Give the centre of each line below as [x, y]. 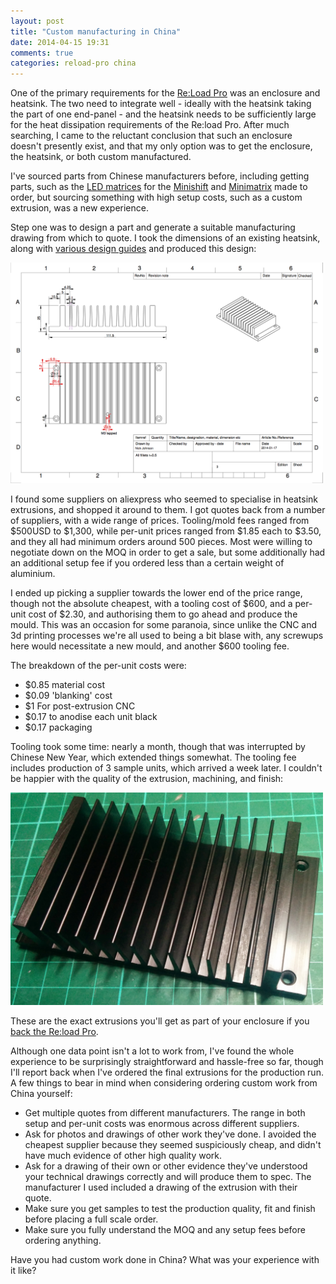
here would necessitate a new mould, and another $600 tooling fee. [150, 646]
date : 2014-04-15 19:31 [60, 42]
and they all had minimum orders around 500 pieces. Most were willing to [161, 542]
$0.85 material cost [64, 685]
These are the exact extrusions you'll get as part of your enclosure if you [160, 1021]
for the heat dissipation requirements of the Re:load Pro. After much [150, 125]
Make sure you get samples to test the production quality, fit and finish [170, 1209]
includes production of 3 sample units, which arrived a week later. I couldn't [166, 768]
